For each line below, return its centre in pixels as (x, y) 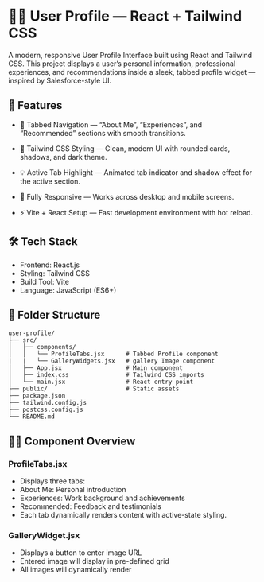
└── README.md (32, 417)
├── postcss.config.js (46, 410)
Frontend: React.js (50, 265)
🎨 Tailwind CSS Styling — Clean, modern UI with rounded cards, (125, 148)
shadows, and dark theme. (63, 157)
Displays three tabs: (52, 481)
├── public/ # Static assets (94, 389)
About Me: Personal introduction (73, 490)
